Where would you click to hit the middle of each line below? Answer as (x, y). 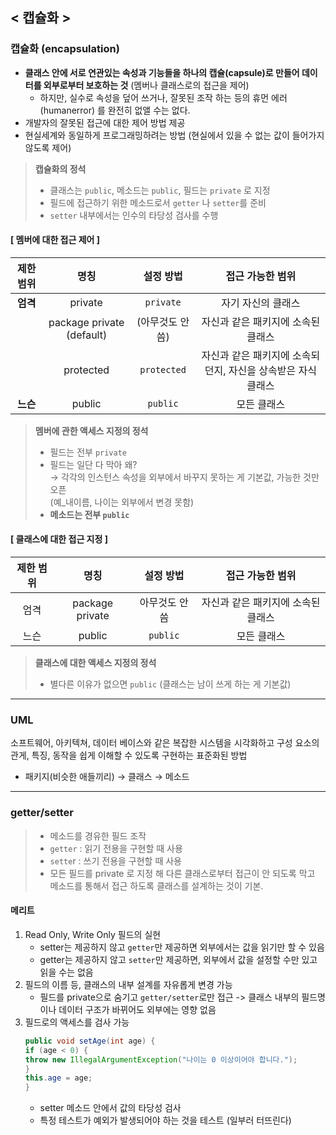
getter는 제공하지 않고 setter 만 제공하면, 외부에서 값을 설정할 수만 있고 (178, 959)
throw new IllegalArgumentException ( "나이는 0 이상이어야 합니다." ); (161, 1059)
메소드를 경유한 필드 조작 (98, 835)
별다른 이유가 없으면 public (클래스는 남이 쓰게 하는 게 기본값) (170, 684)
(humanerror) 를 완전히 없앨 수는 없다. (115, 110)
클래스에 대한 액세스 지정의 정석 (95, 663)
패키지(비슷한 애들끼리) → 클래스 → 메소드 (107, 777)
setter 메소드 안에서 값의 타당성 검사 (110, 1108)
